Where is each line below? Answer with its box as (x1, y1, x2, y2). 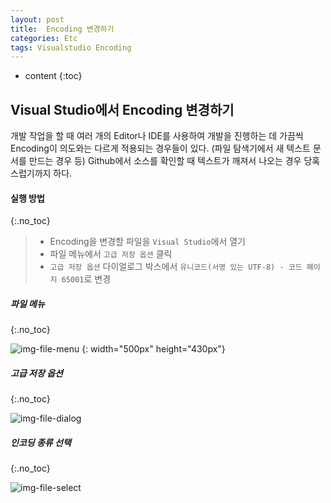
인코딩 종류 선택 (10, 436, 72, 448)
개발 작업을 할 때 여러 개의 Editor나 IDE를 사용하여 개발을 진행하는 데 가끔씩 (10, 130, 304, 142)
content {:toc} (24, 70, 83, 82)
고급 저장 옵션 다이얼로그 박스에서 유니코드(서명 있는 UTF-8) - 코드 (49, 261, 303, 273)
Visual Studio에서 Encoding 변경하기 (10, 101, 235, 118)
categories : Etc (10, 33, 78, 43)
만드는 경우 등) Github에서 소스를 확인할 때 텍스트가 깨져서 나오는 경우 (28, 155, 302, 167)
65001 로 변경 (61, 273, 112, 285)
